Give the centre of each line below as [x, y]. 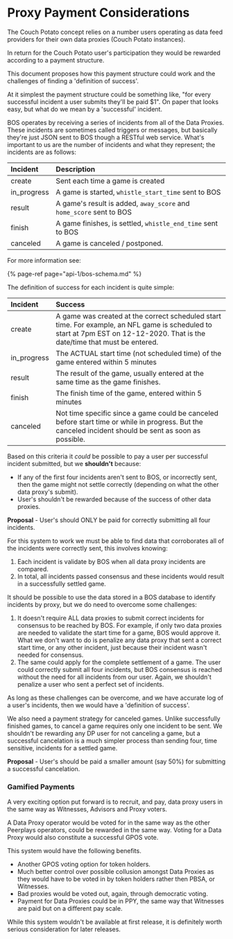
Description [76, 169]
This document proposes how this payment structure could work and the [111, 74]
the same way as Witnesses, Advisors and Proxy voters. [87, 809]
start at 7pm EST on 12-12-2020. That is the [131, 333]
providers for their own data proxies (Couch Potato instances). [96, 39]
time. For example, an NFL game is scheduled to [134, 325]
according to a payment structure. [56, 60]
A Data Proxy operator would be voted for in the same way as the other [109, 822]
